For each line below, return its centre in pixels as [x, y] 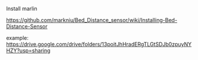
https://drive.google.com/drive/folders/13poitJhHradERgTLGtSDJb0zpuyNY [99, 44]
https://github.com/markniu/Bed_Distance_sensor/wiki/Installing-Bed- [92, 20]
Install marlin [22, 9]
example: [17, 38]
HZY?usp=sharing [28, 50]
